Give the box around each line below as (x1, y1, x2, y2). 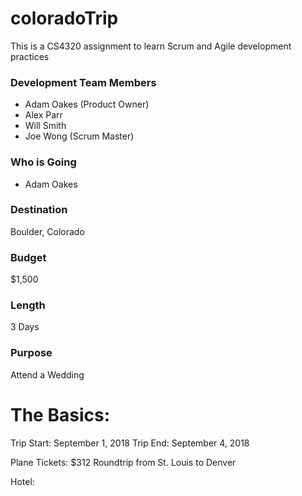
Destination (10, 203, 68, 217)
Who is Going (10, 155, 77, 169)
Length (10, 298, 46, 312)
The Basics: (10, 403, 110, 426)
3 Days (10, 321, 40, 333)
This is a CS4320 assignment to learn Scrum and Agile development (10, 40, 292, 52)
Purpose (10, 346, 53, 360)
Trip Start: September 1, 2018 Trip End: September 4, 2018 (10, 437, 250, 449)
